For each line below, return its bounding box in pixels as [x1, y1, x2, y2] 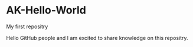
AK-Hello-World [6, 4, 87, 17]
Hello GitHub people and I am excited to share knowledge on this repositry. [6, 34, 188, 41]
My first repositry [6, 23, 48, 30]
